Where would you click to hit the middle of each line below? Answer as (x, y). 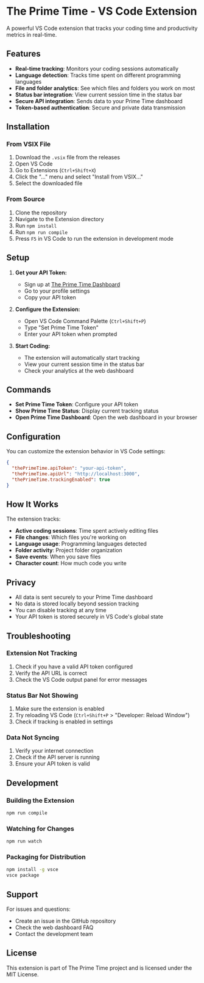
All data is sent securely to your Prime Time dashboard (84, 597)
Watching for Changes (40, 828)
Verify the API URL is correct (51, 673)
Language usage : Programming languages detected (81, 544)
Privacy (21, 583)
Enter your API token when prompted (71, 334)
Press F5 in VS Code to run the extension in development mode (94, 238)
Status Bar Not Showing (42, 695)
